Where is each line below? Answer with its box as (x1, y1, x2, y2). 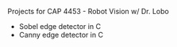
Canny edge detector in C (18, 31, 104, 39)
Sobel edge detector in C (18, 22, 101, 31)
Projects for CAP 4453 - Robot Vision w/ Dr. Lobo (7, 7, 170, 16)
